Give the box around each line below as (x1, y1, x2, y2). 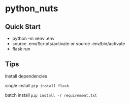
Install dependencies (5, 73, 48, 79)
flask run (12, 46, 31, 51)
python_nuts (5, 3, 58, 14)
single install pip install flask (5, 82, 69, 88)
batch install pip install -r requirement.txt (5, 92, 97, 98)
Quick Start (5, 23, 41, 31)
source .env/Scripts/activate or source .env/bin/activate (12, 41, 126, 47)
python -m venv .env (12, 35, 55, 41)
